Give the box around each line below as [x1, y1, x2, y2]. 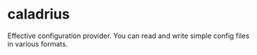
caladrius [7, 5, 70, 23]
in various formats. [7, 39, 68, 48]
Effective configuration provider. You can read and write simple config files [7, 31, 250, 40]
